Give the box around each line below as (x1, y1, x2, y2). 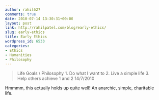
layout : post (5, 20, 32, 26)
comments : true (5, 12, 36, 17)
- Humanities (5, 52, 32, 58)
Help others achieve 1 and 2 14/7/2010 (17, 76, 95, 81)
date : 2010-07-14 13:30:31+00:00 (5, 16, 74, 21)
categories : (5, 43, 29, 48)
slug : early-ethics (5, 30, 45, 35)
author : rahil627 (5, 7, 41, 12)
